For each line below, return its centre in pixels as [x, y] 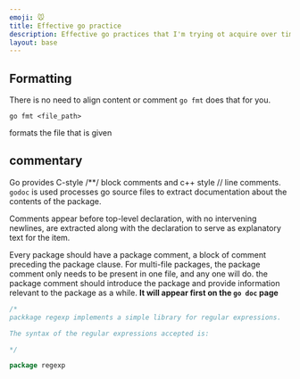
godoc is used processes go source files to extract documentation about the [148, 192]
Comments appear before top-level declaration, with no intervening [133, 218]
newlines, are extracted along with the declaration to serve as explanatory [145, 227]
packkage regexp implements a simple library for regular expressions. [145, 317]
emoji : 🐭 [27, 17]
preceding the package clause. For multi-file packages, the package [135, 264]
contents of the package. [55, 201]
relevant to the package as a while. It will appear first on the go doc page [144, 292]
